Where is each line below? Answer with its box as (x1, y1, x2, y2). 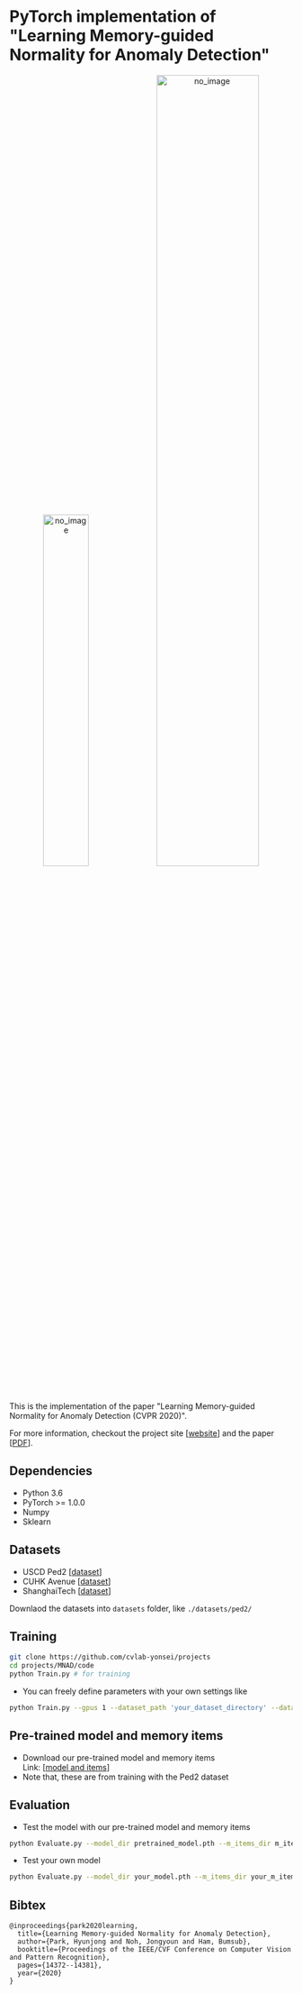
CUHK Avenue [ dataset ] (22, 1576, 111, 1587)
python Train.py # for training (9, 1669, 130, 1678)
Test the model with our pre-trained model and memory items (22, 1821, 251, 1832)
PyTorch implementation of (9, 6, 217, 27)
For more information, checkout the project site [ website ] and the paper (9, 1427, 275, 1439)
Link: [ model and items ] (22, 1761, 111, 1772)
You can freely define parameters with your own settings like (22, 1686, 248, 1697)
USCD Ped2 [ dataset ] (22, 1566, 102, 1577)
